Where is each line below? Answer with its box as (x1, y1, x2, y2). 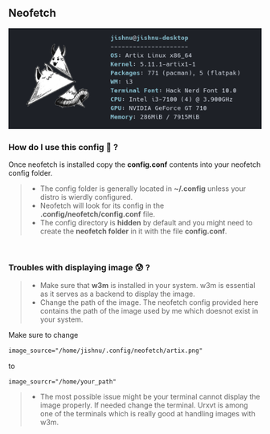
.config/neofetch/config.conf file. (39, 209, 155, 219)
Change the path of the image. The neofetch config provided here (39, 297, 259, 307)
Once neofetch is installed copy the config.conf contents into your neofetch (8, 160, 261, 169)
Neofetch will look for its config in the (39, 201, 165, 211)
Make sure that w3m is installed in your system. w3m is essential (39, 280, 256, 290)
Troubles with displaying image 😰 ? (8, 262, 150, 274)
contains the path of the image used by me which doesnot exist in (39, 306, 259, 315)
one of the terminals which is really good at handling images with (39, 409, 256, 419)
